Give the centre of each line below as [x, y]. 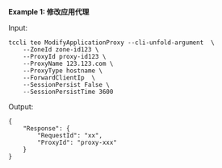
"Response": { [46, 129]
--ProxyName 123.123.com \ [68, 64]
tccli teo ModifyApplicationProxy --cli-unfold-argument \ [112, 43]
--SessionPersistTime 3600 [68, 92]
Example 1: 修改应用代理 [49, 12]
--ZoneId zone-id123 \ [61, 50]
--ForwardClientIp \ [59, 78]
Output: [21, 107]
